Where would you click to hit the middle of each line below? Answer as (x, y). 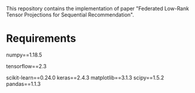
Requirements (41, 39)
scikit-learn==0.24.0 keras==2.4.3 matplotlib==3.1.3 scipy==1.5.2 (85, 77)
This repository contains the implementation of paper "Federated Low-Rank (97, 9)
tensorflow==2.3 (26, 66)
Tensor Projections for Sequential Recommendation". (70, 15)
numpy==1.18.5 (24, 55)
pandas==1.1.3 (23, 84)
